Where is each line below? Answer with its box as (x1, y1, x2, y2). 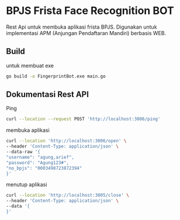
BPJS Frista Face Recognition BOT (6, 4, 174, 18)
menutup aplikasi (6, 181, 47, 188)
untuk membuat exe (6, 62, 54, 69)
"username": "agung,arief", (6, 154, 75, 160)
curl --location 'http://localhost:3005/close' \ (6, 193, 130, 198)
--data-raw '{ (6, 149, 41, 155)
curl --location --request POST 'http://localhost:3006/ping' (6, 116, 161, 122)
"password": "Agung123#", (6, 159, 69, 166)
